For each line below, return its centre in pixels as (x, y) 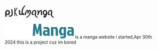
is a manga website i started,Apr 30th (114, 37)
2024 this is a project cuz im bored (41, 42)
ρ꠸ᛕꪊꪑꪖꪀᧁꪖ (29, 12)
